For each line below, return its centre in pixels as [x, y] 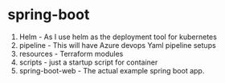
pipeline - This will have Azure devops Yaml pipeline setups [117, 45]
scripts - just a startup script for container [88, 62]
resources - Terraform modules [71, 53]
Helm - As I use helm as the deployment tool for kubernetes [118, 37]
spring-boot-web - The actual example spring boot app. [112, 70]
